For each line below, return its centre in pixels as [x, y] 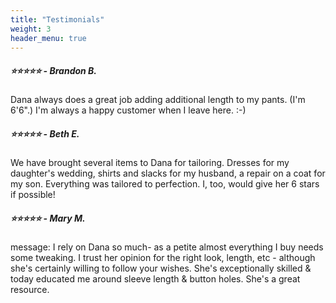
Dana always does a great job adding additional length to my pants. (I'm [158, 100]
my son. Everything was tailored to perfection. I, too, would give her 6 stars [165, 184]
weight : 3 [31, 29]
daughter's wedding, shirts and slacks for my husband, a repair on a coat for [168, 173]
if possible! [33, 195]
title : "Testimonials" [57, 19]
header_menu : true [48, 38]
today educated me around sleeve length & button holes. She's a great [155, 279]
